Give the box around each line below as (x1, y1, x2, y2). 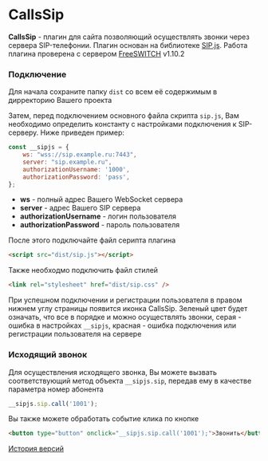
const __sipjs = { (8, 144, 69, 152)
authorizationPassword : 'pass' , (22, 173, 130, 181)
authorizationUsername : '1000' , (22, 165, 130, 173)
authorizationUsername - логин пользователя (19, 211, 177, 221)
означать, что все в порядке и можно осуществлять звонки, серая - (8, 313, 242, 322)
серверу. (8, 128, 39, 137)
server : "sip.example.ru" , (22, 158, 112, 166)
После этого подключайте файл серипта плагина (8, 235, 176, 245)
